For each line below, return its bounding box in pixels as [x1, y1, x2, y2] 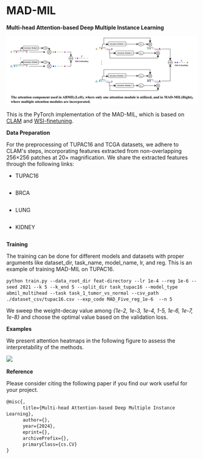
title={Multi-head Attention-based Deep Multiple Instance [22, 405, 175, 411]
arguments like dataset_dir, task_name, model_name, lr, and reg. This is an [6, 259, 193, 266]
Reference [6, 368, 33, 375]
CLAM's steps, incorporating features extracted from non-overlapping [6, 148, 182, 155]
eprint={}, [22, 429, 50, 436]
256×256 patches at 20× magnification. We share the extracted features [6, 154, 188, 162]
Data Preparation [6, 129, 50, 137]
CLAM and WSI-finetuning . [6, 117, 74, 125]
